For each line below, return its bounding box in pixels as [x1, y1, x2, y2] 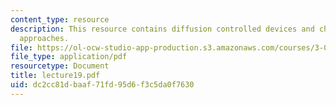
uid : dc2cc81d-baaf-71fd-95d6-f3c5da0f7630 [10, 80, 195, 90]
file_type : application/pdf [10, 52, 128, 62]
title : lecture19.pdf [10, 71, 101, 81]
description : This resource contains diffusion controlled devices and [10, 24, 315, 34]
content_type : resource [10, 14, 110, 25]
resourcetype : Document [10, 61, 110, 71]
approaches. [19, 33, 70, 43]
